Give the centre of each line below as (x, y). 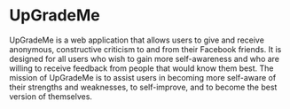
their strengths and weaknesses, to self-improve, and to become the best (143, 87)
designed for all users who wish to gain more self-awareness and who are (145, 58)
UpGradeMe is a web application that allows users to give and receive (137, 40)
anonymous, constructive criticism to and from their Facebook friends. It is (145, 49)
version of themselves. (51, 96)
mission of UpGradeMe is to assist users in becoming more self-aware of (143, 77)
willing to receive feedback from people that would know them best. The (141, 68)
